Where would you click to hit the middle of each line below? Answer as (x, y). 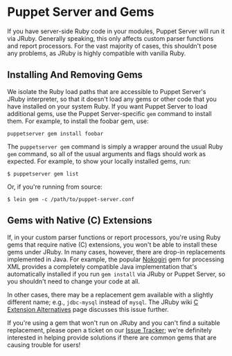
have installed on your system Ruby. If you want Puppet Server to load (107, 106)
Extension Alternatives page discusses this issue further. (88, 309)
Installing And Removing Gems (75, 75)
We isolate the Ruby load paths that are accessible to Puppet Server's (107, 91)
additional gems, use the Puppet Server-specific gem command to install (110, 113)
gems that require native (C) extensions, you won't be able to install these (112, 244)
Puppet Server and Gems (81, 12)
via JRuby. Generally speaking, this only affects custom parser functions (110, 38)
